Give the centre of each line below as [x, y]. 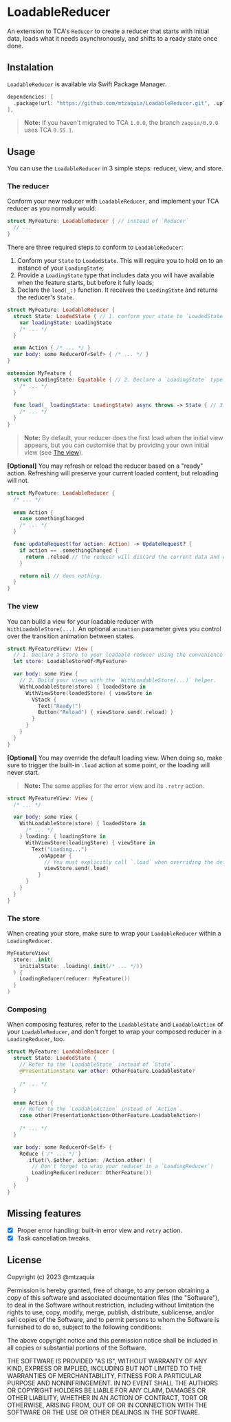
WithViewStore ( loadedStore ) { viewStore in [89, 693]
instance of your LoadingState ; [60, 268]
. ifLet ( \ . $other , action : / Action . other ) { [89, 1160]
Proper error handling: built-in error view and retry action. [99, 1230]
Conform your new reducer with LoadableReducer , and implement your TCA [113, 201]
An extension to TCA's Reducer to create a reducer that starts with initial [108, 31]
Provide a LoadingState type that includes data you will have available [115, 275]
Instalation [30, 67]
